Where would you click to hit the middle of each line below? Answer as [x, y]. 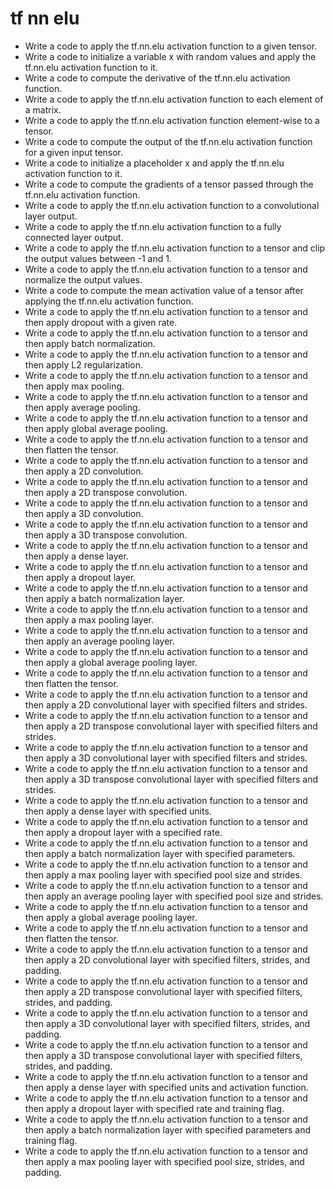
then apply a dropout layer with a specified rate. [123, 832]
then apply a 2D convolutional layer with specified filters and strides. [166, 704]
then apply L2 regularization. [84, 364]
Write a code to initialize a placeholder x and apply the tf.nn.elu [154, 163]
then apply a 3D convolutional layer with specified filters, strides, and [167, 1023]
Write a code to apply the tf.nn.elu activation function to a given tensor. [171, 46]
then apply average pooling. [82, 407]
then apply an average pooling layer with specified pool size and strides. [174, 896]
